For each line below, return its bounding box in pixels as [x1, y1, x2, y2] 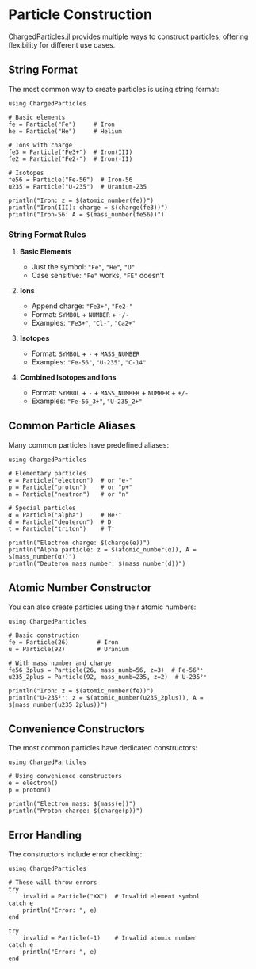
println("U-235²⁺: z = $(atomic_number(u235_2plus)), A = [8, 693, 204, 702]
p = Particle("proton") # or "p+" [8, 483, 133, 491]
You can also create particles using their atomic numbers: [8, 602, 197, 612]
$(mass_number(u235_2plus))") [8, 700, 109, 708]
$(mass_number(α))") [8, 552, 77, 560]
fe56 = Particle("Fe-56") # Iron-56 [8, 176, 133, 184]
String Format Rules [8, 228, 86, 239]
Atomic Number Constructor [8, 581, 152, 595]
